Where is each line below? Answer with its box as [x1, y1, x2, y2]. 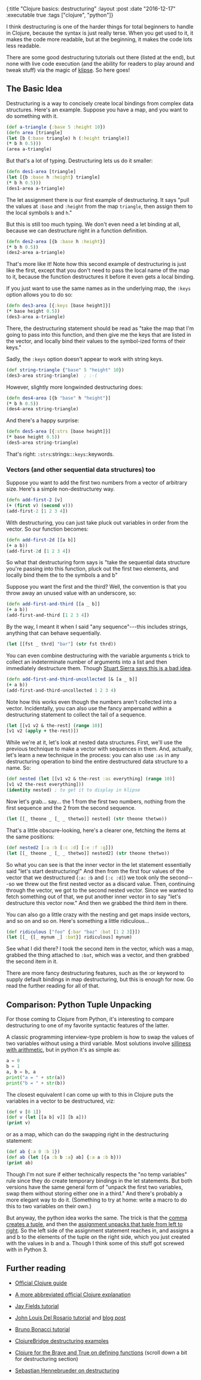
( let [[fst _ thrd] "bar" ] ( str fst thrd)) [6, 641, 117, 647]
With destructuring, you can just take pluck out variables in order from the [6, 519, 188, 526]
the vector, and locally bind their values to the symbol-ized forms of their [6, 337, 186, 344]
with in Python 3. [6, 1246, 48, 1253]
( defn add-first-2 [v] [6, 497, 63, 503]
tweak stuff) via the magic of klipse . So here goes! [6, 66, 130, 74]
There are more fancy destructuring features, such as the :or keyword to [6, 970, 184, 977]
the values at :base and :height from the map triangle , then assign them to [6, 202, 193, 210]
